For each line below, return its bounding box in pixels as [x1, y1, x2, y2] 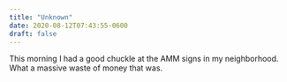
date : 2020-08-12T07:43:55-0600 [9, 21, 128, 30]
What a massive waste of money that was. [9, 63, 163, 73]
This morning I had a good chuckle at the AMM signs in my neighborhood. [9, 54, 279, 64]
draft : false [9, 29, 57, 38]
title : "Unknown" [9, 12, 73, 22]
